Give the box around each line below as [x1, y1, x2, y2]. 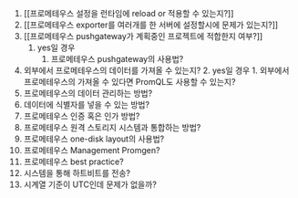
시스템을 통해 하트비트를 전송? [23, 168, 131, 178]
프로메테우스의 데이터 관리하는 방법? [23, 88, 153, 99]
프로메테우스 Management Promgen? [23, 145, 160, 155]
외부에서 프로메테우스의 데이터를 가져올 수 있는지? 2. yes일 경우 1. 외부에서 [23, 65, 290, 76]
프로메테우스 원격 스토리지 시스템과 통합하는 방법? [23, 122, 201, 132]
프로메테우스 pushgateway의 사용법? [50, 54, 184, 64]
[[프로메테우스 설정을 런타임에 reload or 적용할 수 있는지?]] [23, 8, 234, 18]
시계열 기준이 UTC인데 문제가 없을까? [23, 179, 158, 190]
